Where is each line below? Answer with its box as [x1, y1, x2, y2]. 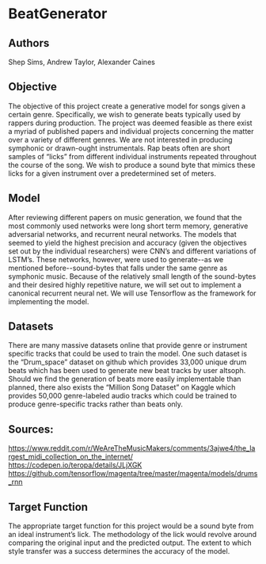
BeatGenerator [8, 5, 108, 23]
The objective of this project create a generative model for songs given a [8, 101, 246, 111]
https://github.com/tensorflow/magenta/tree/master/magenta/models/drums [8, 469, 258, 478]
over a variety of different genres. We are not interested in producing [8, 135, 233, 144]
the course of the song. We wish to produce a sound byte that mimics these [8, 160, 256, 170]
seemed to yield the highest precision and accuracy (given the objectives [8, 238, 247, 247]
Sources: [8, 422, 54, 436]
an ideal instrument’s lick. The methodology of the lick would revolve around [8, 530, 257, 539]
